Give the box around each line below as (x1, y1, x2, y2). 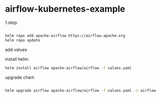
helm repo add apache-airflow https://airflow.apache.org (5, 33, 125, 38)
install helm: (5, 56, 29, 62)
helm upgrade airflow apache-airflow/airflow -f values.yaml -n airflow (5, 88, 156, 93)
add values (5, 46, 27, 52)
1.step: (5, 20, 19, 25)
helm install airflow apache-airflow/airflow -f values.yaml (5, 65, 132, 70)
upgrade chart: (5, 74, 35, 80)
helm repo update (5, 38, 40, 42)
